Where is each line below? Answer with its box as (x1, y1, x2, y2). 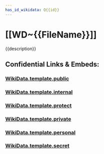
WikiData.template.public (5, 75, 69, 82)
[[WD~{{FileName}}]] (5, 29, 97, 40)
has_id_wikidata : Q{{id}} (5, 7, 59, 13)
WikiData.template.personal (5, 129, 76, 136)
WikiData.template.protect (5, 102, 72, 109)
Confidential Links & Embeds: (5, 60, 99, 68)
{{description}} (5, 46, 36, 52)
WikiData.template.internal (5, 88, 73, 95)
